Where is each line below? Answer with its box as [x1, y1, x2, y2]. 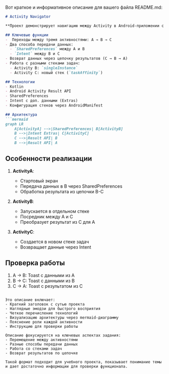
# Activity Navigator [5, 14, 51, 19]
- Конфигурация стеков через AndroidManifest [5, 103, 103, 108]
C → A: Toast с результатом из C [12, 283, 83, 289]
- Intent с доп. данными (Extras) [5, 98, 78, 104]
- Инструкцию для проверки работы [5, 324, 78, 329]
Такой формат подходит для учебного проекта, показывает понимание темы [5, 359, 162, 364]
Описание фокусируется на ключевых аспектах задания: [5, 332, 121, 338]
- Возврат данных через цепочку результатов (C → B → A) [5, 56, 128, 61]
